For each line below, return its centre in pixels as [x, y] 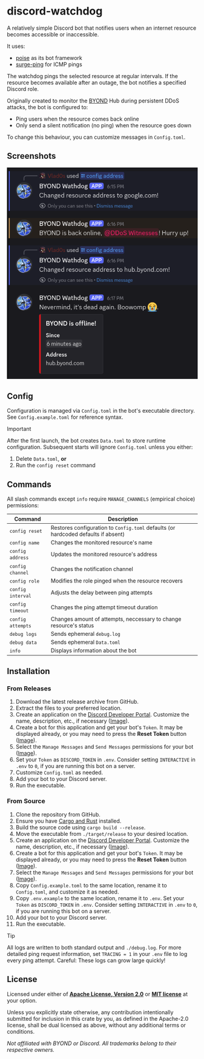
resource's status [73, 625]
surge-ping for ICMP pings [49, 64]
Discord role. [23, 89]
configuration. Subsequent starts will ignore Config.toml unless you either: [100, 447]
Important [19, 429]
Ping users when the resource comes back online [77, 119]
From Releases [29, 689]
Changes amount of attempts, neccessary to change [116, 619]
